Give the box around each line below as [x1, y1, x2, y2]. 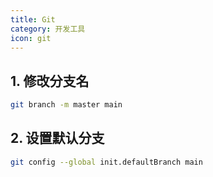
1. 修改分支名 [10, 72, 90, 90]
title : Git [10, 14, 56, 25]
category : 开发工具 [10, 24, 86, 34]
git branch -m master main [10, 100, 123, 110]
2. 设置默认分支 [10, 130, 105, 147]
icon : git [10, 33, 52, 43]
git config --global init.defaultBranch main [10, 157, 203, 167]
